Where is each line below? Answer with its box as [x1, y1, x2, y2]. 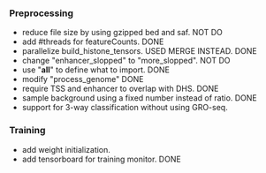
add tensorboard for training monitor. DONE [21, 154, 181, 164]
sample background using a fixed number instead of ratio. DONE [21, 93, 258, 103]
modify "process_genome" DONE [21, 74, 144, 85]
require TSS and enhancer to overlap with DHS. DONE [21, 83, 219, 94]
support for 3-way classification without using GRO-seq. [21, 102, 228, 113]
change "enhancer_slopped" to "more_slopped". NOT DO [21, 56, 231, 66]
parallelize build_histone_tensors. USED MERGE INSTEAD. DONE [21, 46, 258, 56]
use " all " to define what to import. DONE [21, 64, 171, 75]
